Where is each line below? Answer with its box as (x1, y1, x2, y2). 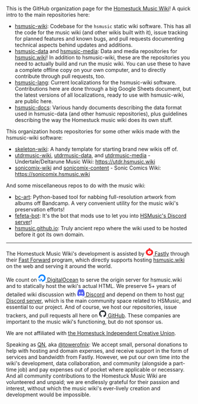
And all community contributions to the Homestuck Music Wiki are (6, 372, 167, 379)
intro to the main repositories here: (6, 11, 90, 18)
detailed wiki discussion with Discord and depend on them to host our (6, 291, 184, 298)
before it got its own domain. (14, 231, 84, 238)
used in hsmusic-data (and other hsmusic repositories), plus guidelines (14, 110, 187, 117)
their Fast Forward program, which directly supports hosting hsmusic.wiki (6, 256, 185, 263)
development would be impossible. (6, 391, 91, 398)
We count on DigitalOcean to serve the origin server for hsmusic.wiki (6, 276, 182, 283)
